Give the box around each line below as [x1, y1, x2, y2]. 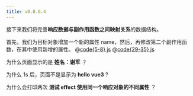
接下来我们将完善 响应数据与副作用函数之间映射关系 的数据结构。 [6, 25, 162, 33]
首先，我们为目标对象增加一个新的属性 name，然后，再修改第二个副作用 [6, 38, 182, 45]
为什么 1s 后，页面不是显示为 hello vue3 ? [6, 71, 108, 78]
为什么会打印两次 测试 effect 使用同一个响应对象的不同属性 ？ [6, 84, 156, 91]
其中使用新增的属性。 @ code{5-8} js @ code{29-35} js [21, 46, 155, 53]
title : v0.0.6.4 [6, 8, 46, 15]
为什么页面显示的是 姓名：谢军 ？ [6, 58, 87, 65]
